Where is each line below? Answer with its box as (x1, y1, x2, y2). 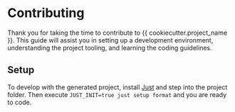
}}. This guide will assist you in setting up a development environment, (7, 35, 214, 44)
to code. (7, 98, 32, 106)
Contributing (7, 5, 85, 21)
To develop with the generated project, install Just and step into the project (7, 83, 228, 91)
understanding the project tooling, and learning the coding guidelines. (7, 43, 212, 52)
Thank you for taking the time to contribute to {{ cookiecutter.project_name (7, 28, 228, 37)
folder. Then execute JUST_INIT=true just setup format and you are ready (7, 90, 227, 99)
